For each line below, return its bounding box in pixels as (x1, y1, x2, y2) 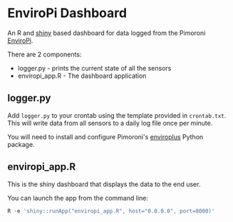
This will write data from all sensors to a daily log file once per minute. (7, 118, 213, 127)
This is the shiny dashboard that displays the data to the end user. (7, 180, 201, 188)
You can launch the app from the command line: (7, 193, 148, 202)
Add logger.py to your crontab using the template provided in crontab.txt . (7, 111, 227, 119)
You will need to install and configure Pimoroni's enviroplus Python (7, 132, 204, 141)
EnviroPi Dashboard (7, 5, 127, 21)
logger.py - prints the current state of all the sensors (17, 64, 172, 72)
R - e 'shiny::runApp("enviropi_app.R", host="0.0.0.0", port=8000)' (7, 207, 215, 215)
